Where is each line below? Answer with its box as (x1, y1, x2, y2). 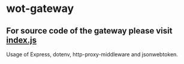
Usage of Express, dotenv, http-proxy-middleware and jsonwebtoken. (6, 51, 179, 58)
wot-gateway (6, 2, 74, 16)
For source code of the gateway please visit (6, 26, 173, 36)
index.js (6, 35, 37, 45)
